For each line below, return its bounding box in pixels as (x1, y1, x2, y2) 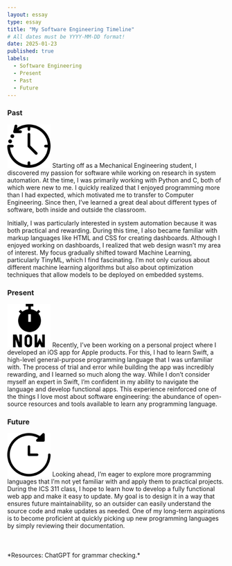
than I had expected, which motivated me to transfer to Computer (7, 191, 194, 199)
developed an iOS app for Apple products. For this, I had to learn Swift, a (7, 348, 214, 357)
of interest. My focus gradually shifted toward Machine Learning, (7, 248, 193, 257)
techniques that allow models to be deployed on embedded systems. (7, 271, 204, 279)
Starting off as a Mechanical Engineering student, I (51, 161, 197, 169)
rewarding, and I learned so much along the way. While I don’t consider (7, 370, 211, 378)
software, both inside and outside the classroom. (7, 205, 147, 214)
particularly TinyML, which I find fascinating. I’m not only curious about (7, 255, 210, 264)
